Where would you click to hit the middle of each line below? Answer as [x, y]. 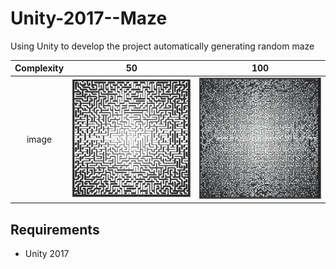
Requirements [55, 229]
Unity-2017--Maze [89, 18]
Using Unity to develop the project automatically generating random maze [162, 46]
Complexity [39, 68]
